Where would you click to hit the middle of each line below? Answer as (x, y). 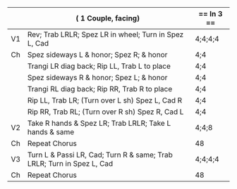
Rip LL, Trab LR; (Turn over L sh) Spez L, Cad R (105, 100)
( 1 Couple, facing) (108, 18)
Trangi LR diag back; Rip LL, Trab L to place (99, 66)
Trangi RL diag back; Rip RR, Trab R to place (100, 89)
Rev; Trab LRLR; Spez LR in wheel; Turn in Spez (105, 34)
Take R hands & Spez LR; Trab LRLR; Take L (99, 123)
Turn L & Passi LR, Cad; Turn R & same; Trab (100, 155)
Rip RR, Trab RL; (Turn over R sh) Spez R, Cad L (105, 112)
